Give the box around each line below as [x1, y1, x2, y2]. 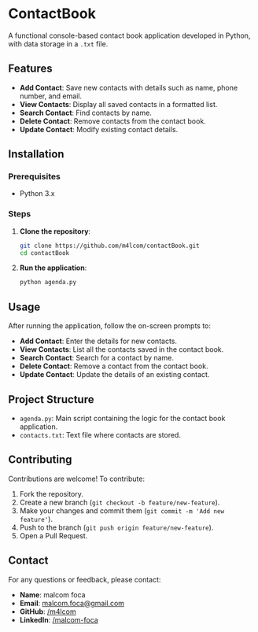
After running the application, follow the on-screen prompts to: [8, 321, 211, 331]
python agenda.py [19, 279, 77, 286]
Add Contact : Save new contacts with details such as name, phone [19, 83, 238, 92]
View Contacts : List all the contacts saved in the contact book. [19, 345, 224, 354]
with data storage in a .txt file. [8, 39, 109, 48]
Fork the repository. [19, 489, 84, 498]
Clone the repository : [19, 226, 91, 236]
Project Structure [8, 393, 94, 406]
